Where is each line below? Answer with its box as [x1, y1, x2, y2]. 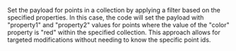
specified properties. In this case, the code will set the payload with [7, 13, 204, 22]
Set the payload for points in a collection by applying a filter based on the [7, 6, 220, 14]
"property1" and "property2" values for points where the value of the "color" [7, 21, 230, 29]
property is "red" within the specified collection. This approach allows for [7, 28, 221, 36]
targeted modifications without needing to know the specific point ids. [7, 36, 211, 44]
